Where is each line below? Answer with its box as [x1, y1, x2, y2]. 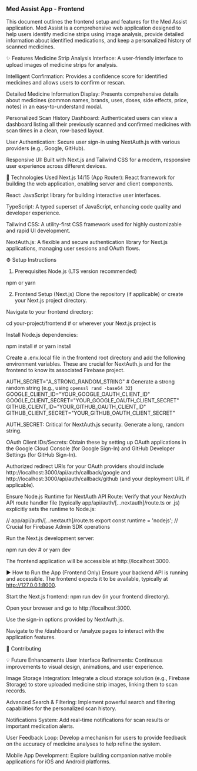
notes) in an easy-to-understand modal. [6, 103, 103, 110]
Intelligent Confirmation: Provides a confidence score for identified [6, 73, 168, 80]
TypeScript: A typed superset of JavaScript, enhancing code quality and [6, 203, 181, 210]
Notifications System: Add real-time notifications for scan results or [6, 717, 169, 724]
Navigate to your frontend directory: [6, 308, 94, 315]
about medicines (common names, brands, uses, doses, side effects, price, [6, 97, 189, 104]
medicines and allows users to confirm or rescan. [6, 79, 126, 86]
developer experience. [6, 209, 61, 217]
